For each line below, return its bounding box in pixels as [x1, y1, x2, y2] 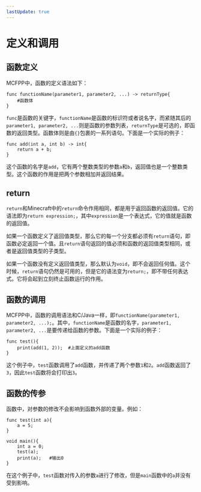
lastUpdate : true [6, 8, 50, 15]
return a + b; [17, 146, 52, 152]
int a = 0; [17, 443, 44, 450]
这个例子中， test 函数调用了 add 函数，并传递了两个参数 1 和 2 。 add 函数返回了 [6, 361, 191, 369]
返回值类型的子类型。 [16, 247, 70, 255]
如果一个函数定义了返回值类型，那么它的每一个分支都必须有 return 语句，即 [6, 232, 191, 240]
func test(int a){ [6, 418, 52, 424]
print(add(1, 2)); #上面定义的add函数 [17, 345, 110, 351]
